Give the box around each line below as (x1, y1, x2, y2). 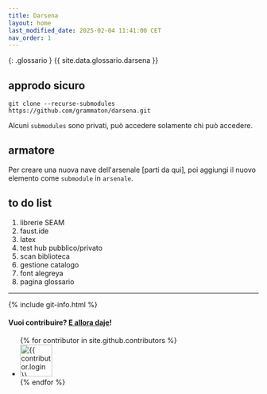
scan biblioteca (19, 252, 70, 261)
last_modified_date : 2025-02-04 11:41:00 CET (8, 26, 161, 34)
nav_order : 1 (8, 33, 52, 42)
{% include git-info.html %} (8, 299, 98, 309)
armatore (8, 144, 56, 158)
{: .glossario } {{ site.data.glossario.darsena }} (8, 56, 159, 65)
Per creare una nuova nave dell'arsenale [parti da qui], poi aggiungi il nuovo (8, 165, 257, 174)
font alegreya (19, 268, 64, 278)
